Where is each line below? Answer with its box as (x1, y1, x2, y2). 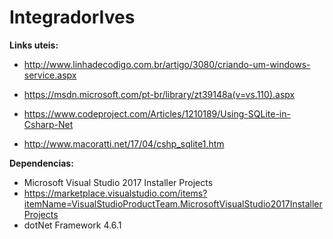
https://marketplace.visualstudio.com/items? (23, 187, 208, 199)
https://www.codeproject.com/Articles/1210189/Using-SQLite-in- (23, 107, 291, 120)
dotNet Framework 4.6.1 (23, 219, 122, 231)
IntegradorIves (9, 6, 136, 29)
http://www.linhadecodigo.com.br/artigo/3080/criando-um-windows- (23, 58, 311, 70)
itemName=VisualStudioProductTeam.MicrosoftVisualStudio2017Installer (23, 197, 323, 210)
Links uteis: (9, 39, 59, 51)
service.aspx (23, 69, 77, 81)
